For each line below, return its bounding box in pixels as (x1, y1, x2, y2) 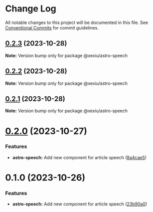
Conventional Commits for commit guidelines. (5, 24, 99, 30)
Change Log (5, 3, 56, 14)
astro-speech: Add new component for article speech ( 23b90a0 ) (12, 201, 148, 207)
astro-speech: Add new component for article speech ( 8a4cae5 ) (12, 154, 147, 160)
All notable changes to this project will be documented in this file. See (5, 19, 149, 25)
